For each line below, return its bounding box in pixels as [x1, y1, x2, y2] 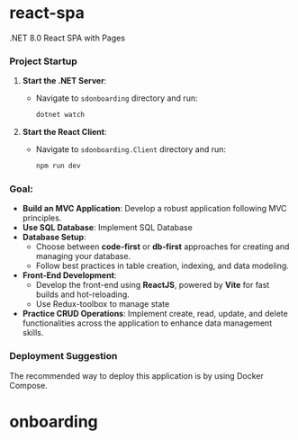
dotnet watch [35, 111, 86, 120]
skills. [22, 328, 44, 338]
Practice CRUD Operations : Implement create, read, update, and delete [22, 309, 288, 319]
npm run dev [35, 161, 81, 171]
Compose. [9, 380, 48, 391]
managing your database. [35, 251, 131, 262]
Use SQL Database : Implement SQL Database [22, 222, 194, 233]
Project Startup [9, 55, 78, 67]
